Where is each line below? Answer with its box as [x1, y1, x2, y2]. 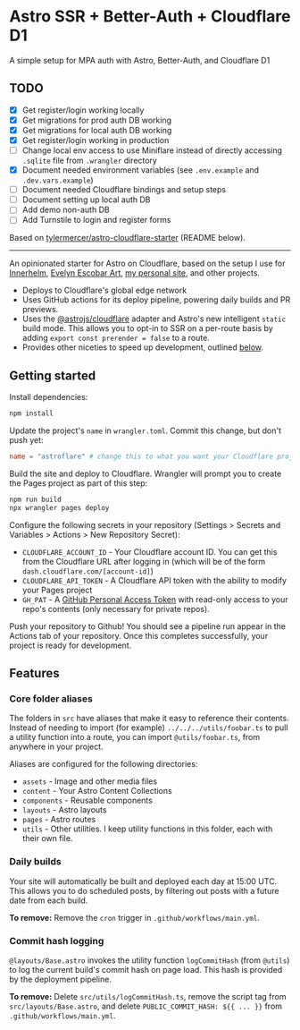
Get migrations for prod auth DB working [21, 115, 172, 125]
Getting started [9, 368, 96, 383]
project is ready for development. [9, 640, 132, 651]
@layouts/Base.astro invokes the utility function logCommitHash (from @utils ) [9, 955, 290, 966]
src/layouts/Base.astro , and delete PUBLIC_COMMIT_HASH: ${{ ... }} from [9, 1000, 283, 1011]
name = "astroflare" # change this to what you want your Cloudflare [9, 452, 274, 462]
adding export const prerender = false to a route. [21, 333, 210, 344]
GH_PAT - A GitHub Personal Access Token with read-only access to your [21, 593, 288, 605]
